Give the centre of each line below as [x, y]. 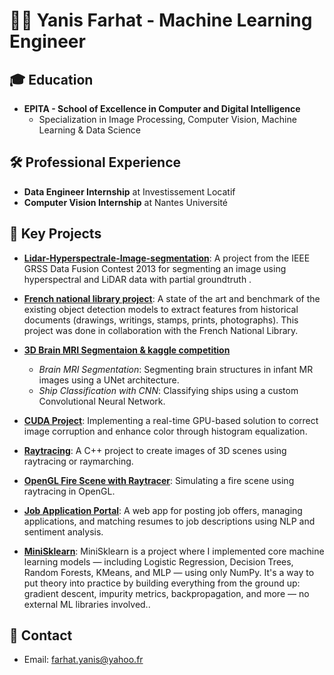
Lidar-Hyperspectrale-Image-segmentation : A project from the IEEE [167, 258]
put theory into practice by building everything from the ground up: [162, 583]
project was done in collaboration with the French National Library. [161, 330]
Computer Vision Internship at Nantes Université [126, 202]
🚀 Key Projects [55, 234]
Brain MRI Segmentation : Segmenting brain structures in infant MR [176, 369]
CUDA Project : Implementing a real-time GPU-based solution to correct [171, 420]
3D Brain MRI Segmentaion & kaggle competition [127, 350]
